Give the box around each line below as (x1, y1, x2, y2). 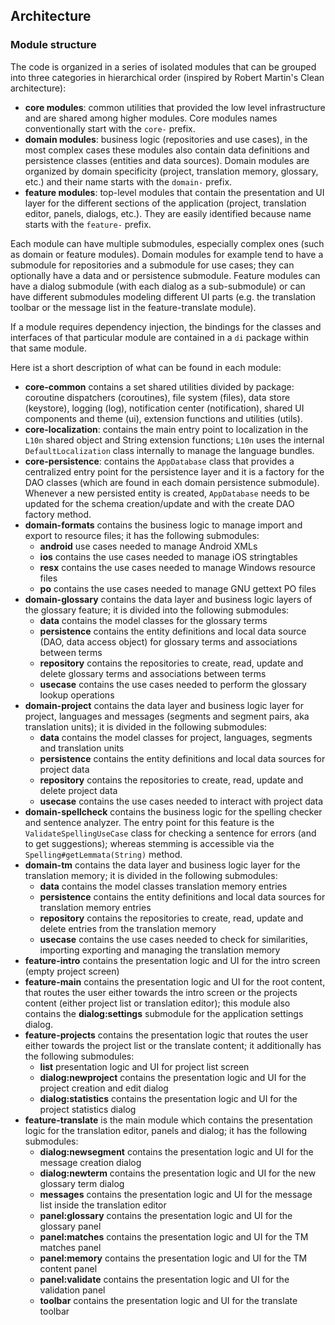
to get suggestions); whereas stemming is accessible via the (24, 837, 275, 849)
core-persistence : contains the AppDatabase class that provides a (24, 455, 295, 467)
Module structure (10, 38, 97, 52)
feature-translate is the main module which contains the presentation (24, 1114, 313, 1126)
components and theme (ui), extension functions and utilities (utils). (24, 412, 303, 424)
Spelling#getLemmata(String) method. (24, 848, 183, 860)
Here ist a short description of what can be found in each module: (10, 361, 282, 373)
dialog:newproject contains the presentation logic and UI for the (39, 1071, 307, 1083)
